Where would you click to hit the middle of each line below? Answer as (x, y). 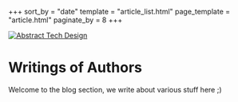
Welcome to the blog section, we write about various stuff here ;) (115, 89)
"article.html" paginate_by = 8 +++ (65, 20)
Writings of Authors (75, 68)
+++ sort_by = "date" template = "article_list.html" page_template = (119, 12)
